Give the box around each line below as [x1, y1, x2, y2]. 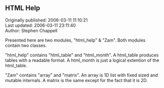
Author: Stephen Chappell [5, 27, 58, 34]
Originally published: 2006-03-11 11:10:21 [5, 17, 88, 23]
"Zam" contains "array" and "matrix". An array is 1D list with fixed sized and [5, 72, 158, 78]
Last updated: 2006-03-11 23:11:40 [5, 22, 76, 28]
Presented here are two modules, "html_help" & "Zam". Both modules [5, 37, 146, 43]
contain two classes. [5, 42, 47, 48]
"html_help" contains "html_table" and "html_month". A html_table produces [5, 52, 159, 58]
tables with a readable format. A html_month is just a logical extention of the [5, 57, 160, 63]
